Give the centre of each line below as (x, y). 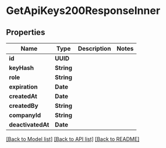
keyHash (21, 68)
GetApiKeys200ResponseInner (83, 11)
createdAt (23, 96)
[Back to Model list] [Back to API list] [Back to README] (73, 139)
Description (94, 49)
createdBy (24, 106)
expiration (23, 87)
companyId (25, 115)
